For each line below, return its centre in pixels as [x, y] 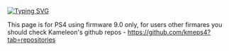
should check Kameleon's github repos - [67, 32]
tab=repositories [32, 40]
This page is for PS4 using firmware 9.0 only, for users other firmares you [115, 24]
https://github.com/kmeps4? [169, 32]
